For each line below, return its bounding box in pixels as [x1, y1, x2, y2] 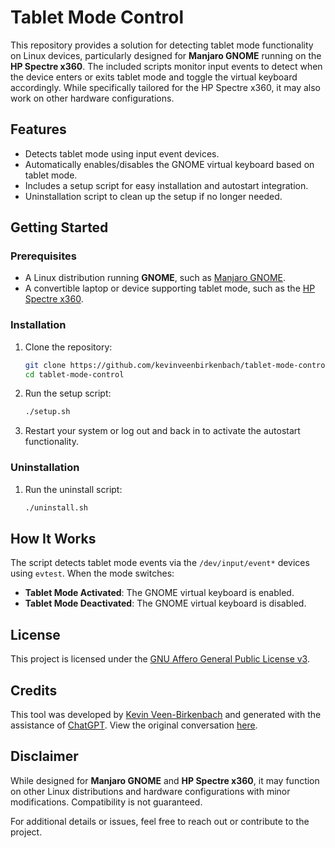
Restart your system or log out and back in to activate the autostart [24, 425, 301, 437]
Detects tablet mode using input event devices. [24, 147, 220, 160]
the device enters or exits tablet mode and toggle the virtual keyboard [10, 71, 298, 83]
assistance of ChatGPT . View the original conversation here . [10, 719, 258, 731]
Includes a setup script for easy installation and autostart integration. [24, 179, 309, 191]
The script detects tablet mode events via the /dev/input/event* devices [10, 557, 310, 569]
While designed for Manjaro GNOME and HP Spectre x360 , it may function [10, 774, 320, 786]
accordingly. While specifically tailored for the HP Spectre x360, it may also [10, 81, 322, 93]
